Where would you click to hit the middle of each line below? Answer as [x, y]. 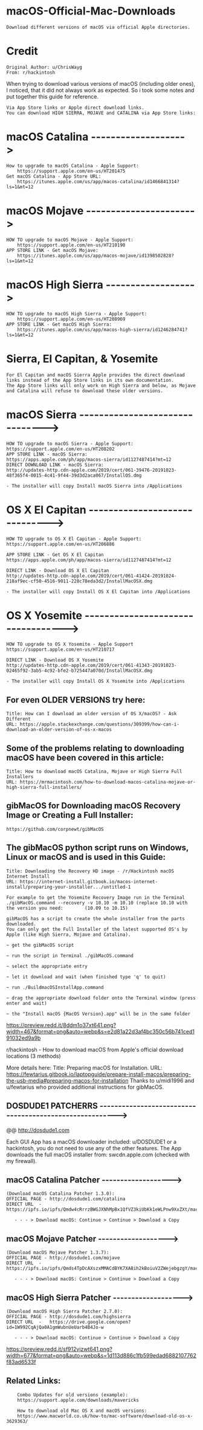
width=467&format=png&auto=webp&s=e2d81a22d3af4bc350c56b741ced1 [101, 1031]
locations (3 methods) [34, 1056]
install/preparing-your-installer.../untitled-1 [69, 887]
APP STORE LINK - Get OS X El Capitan [55, 555]
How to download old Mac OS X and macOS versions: [82, 1411]
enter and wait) [27, 1003]
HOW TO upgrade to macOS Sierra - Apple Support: [70, 443]
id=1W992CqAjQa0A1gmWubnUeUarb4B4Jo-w [55, 1327]
